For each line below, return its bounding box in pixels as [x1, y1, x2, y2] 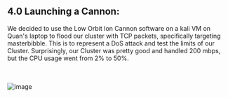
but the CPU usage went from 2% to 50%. [7, 54, 129, 62]
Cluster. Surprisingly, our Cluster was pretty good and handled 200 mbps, [7, 46, 221, 55]
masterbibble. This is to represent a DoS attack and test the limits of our [7, 38, 215, 48]
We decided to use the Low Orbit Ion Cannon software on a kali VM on [7, 24, 211, 32]
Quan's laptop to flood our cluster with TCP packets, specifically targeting [7, 31, 221, 40]
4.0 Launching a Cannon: [7, 6, 120, 17]
